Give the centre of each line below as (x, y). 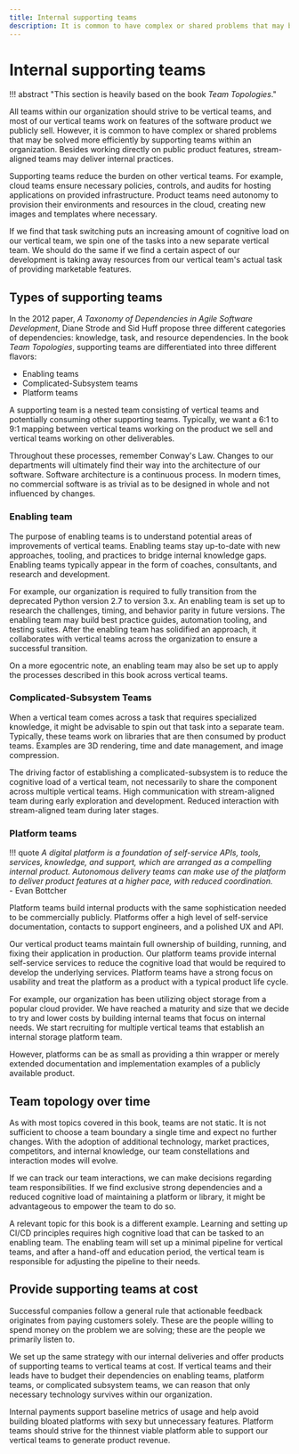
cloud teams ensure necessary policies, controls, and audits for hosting (140, 186)
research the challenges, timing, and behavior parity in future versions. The (147, 610)
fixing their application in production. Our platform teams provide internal (143, 953)
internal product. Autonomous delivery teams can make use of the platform (148, 872)
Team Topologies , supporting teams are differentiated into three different (143, 347)
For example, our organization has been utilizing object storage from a (138, 1000)
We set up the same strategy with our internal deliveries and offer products (147, 1356)
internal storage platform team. (66, 1037)
